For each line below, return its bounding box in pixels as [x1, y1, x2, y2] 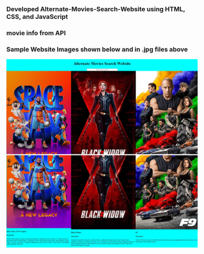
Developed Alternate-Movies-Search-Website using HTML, [6, 5, 185, 13]
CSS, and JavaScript [6, 12, 68, 21]
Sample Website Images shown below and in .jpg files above [6, 45, 188, 53]
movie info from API [6, 29, 66, 37]
